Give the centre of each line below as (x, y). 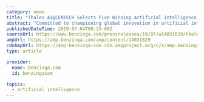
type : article (24, 51)
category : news (25, 12)
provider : (19, 62)
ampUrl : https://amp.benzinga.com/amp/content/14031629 (78, 40)
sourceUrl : (20, 34)
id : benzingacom (32, 73)
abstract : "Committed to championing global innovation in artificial (97, 23)
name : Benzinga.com (36, 68)
